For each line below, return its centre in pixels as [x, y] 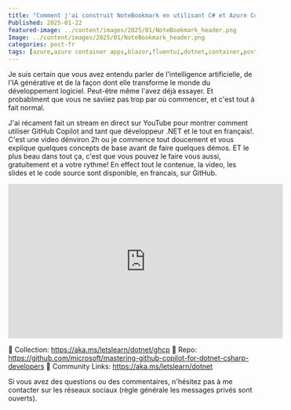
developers [26, 366]
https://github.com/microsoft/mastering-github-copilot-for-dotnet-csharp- [129, 358]
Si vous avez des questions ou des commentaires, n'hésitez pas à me [120, 381]
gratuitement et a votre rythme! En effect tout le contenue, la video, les [122, 165]
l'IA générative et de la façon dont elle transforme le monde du [109, 82]
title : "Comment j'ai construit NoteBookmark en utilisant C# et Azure [127, 15]
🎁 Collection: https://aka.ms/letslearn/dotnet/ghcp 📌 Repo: [103, 350]
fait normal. [27, 108]
